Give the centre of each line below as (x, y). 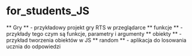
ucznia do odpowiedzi (34, 46)
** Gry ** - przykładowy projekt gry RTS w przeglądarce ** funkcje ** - (94, 27)
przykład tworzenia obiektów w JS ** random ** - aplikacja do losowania (97, 40)
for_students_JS (48, 11)
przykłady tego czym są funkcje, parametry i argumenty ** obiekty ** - (94, 33)
